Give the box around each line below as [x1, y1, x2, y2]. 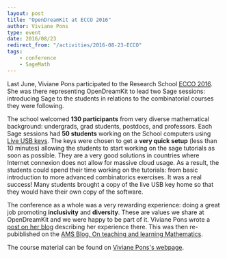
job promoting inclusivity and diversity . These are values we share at [7, 208, 204, 216]
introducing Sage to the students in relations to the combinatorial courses [7, 94, 214, 103]
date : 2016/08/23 [7, 36, 57, 42]
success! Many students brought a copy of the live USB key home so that [7, 180, 214, 188]
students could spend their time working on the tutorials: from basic [7, 166, 198, 174]
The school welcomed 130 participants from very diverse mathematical [7, 114, 210, 123]
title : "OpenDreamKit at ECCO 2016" [7, 16, 111, 23]
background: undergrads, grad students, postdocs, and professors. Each [7, 122, 213, 130]
